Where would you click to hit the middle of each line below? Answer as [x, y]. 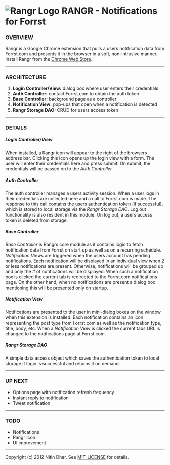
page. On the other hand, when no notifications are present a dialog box [80, 282]
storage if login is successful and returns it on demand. [63, 363]
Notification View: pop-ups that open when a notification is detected [85, 104]
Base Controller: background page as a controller [65, 99]
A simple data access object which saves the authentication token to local [82, 358]
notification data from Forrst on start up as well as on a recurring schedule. [83, 250]
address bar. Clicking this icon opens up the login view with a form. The [80, 158]
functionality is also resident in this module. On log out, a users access [79, 214]
